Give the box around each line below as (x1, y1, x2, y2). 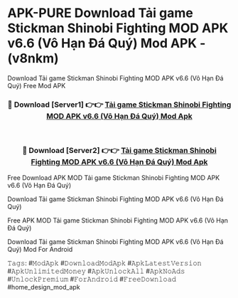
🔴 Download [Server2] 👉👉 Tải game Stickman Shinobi (22, 146, 217, 156)
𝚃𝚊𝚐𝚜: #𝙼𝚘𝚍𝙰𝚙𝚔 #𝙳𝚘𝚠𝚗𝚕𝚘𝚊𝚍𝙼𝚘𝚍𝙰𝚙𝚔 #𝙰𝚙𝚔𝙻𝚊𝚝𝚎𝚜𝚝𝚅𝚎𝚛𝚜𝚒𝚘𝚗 (7, 258, 202, 267)
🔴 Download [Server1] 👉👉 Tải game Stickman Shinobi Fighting (7, 100, 232, 110)
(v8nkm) (7, 50, 59, 67)
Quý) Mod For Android (7, 245, 73, 253)
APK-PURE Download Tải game (7, 5, 193, 21)
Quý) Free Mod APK (7, 81, 66, 90)
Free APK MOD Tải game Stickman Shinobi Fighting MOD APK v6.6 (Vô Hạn (7, 215, 229, 225)
